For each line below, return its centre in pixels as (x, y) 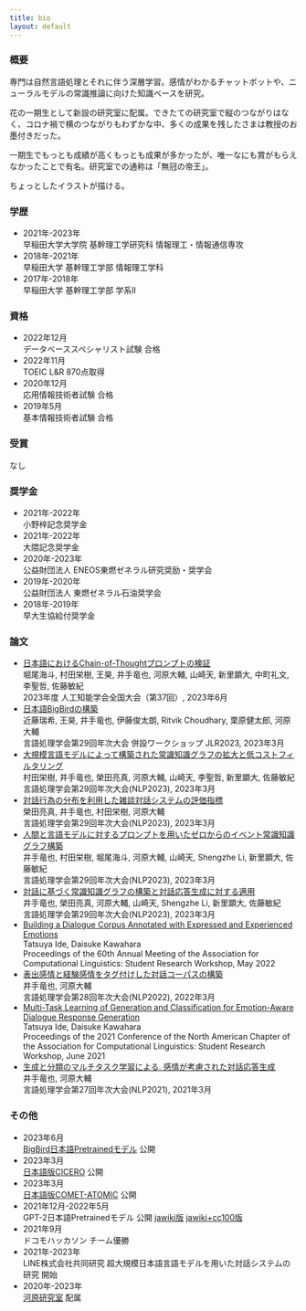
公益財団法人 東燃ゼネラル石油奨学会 (92, 592)
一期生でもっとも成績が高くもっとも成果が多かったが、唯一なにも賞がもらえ (153, 154)
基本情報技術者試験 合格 (68, 418)
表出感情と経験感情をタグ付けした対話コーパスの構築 (123, 975)
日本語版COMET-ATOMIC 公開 (79, 1194)
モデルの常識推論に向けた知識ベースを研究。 (125, 93)
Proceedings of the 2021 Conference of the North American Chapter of (156, 1037)
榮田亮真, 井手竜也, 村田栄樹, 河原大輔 (94, 812)
